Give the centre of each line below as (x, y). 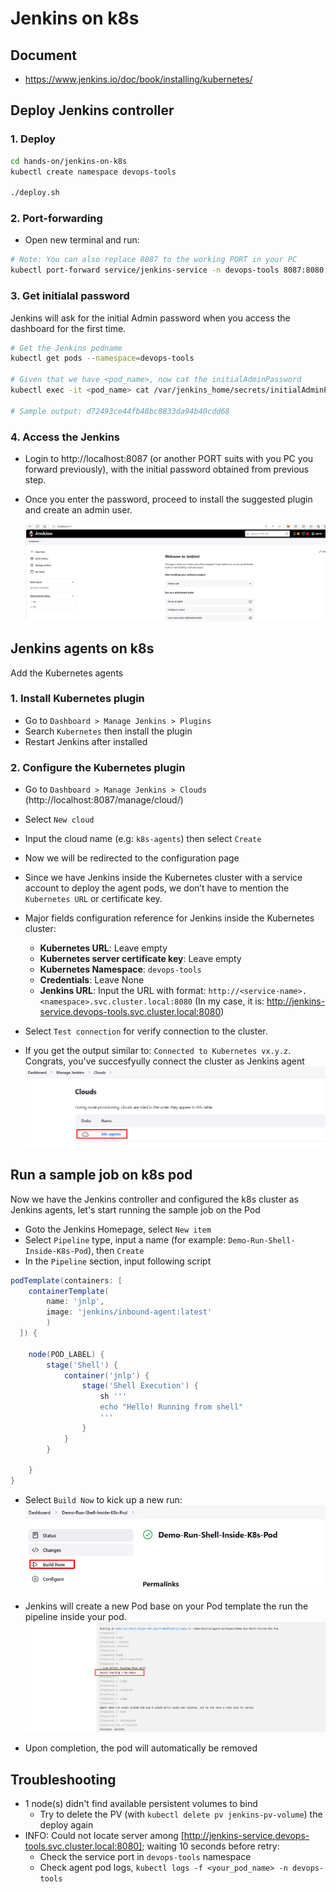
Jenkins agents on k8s (82, 648)
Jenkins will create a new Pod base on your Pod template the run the (166, 1606)
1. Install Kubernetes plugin (77, 699)
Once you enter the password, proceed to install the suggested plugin (168, 499)
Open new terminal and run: (82, 240)
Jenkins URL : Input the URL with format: (123, 991)
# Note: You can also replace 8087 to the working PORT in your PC (154, 260)
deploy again (66, 1825)
